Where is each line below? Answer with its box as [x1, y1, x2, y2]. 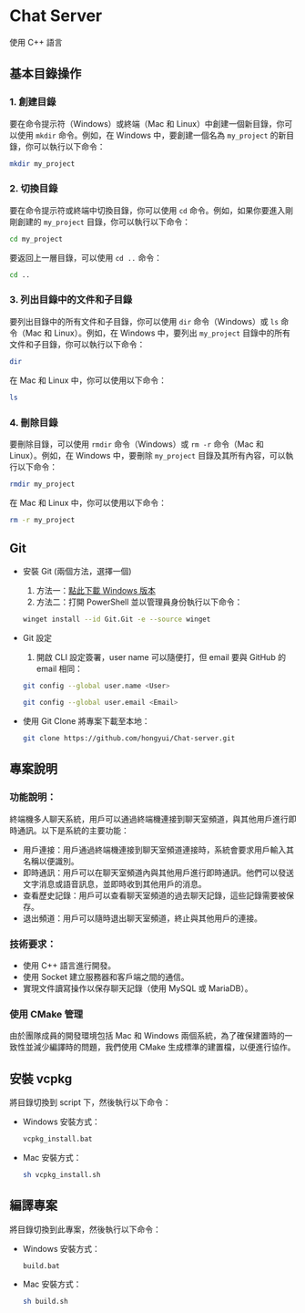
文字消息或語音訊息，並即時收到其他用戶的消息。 [22, 878, 207, 889]
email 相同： [36, 663, 84, 675]
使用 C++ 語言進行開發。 [22, 959, 117, 971]
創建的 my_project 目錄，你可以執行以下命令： [16, 216, 191, 227]
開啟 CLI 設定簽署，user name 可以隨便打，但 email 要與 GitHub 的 [36, 652, 287, 663]
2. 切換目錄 [9, 182, 58, 195]
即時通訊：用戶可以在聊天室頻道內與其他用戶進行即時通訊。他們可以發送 [22, 867, 294, 878]
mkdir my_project [9, 159, 76, 169]
